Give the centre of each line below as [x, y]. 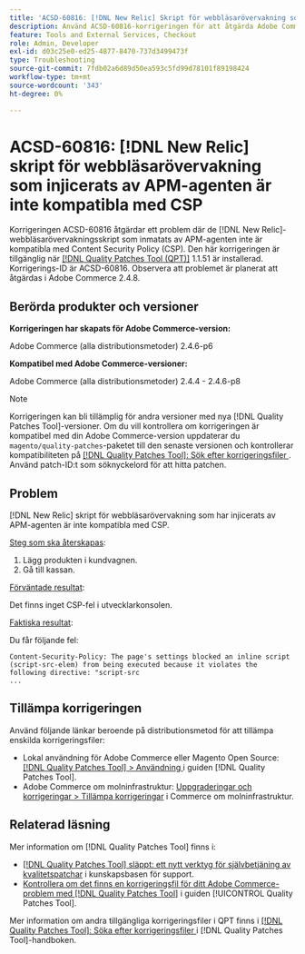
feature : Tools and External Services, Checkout [103, 35]
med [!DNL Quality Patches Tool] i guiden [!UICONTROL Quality [174, 893]
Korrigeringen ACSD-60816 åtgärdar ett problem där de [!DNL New [135, 230]
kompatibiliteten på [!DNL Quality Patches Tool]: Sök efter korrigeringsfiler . [151, 455]
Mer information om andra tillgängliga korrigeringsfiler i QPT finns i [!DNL [146, 920]
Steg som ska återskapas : [58, 542]
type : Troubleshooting [52, 60]
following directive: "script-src [75, 673]
